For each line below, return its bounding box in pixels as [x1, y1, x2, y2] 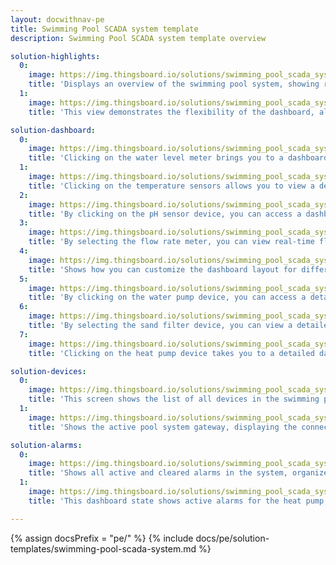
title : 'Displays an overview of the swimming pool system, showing [28, 79, 320, 90]
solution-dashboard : [10, 125, 97, 135]
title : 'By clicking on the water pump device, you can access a [28, 292, 307, 303]
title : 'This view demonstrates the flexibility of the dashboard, [28, 107, 315, 117]
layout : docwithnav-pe [10, 14, 105, 25]
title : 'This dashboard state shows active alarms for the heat [28, 496, 302, 506]
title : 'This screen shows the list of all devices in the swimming [28, 394, 320, 405]
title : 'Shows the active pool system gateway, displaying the [28, 422, 298, 432]
